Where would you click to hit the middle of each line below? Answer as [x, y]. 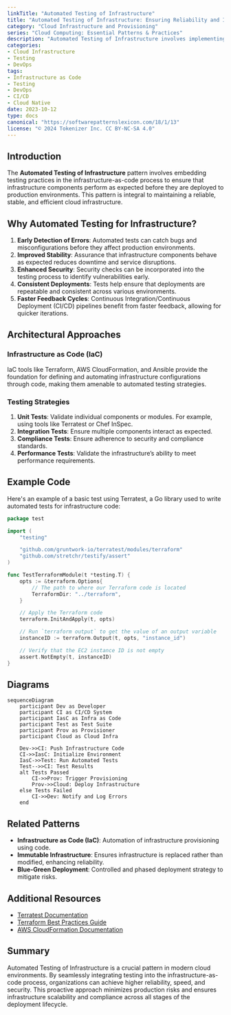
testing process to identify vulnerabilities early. [83, 277]
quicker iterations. [43, 313]
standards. [32, 446]
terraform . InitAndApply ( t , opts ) [67, 619]
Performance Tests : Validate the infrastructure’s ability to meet [107, 453]
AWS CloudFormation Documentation [70, 929]
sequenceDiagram [30, 701]
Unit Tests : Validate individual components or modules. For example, [114, 416]
